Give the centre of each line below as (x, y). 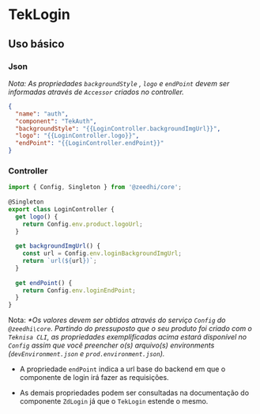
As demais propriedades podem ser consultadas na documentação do (134, 393)
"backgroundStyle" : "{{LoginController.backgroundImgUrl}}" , (118, 128)
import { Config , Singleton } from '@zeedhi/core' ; (95, 188)
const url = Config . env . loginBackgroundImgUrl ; (102, 254)
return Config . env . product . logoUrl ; (83, 224)
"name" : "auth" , (42, 114)
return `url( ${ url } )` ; (60, 261)
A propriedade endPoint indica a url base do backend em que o (122, 369)
